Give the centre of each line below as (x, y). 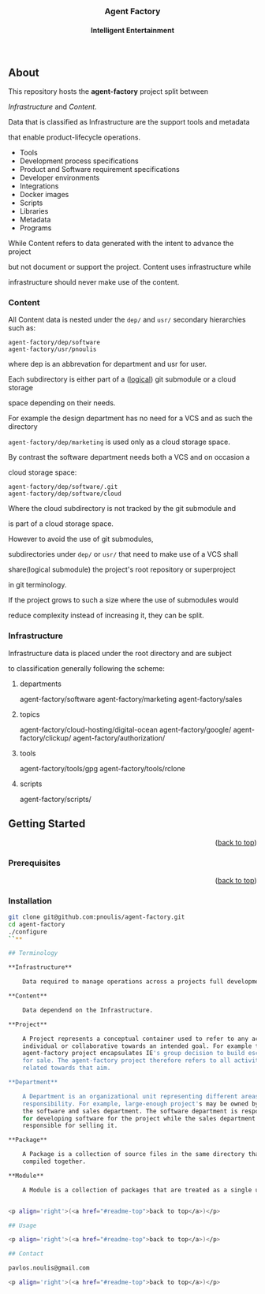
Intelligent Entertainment (132, 30)
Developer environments (60, 177)
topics (30, 714)
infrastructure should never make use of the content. (94, 282)
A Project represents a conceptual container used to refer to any (135, 1039)
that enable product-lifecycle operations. (75, 137)
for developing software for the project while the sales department (139, 1118)
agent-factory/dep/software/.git (63, 487)
